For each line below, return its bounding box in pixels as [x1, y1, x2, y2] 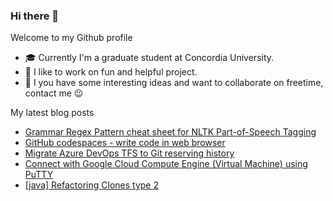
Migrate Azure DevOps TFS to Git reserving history [24, 147, 235, 159]
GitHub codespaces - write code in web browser [24, 137, 226, 149]
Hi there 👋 [10, 9, 60, 23]
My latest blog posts [10, 107, 95, 119]
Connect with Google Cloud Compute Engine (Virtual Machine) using [24, 158, 308, 170]
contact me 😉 [24, 87, 84, 99]
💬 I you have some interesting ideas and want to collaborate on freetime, [24, 77, 324, 89]
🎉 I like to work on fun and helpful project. [24, 66, 198, 78]
